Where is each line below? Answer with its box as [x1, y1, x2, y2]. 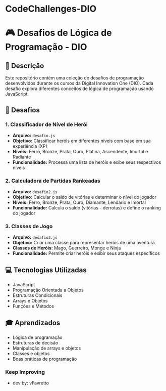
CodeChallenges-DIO [5, 3, 97, 15]
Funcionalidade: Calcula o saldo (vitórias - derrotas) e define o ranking [12, 205, 161, 211]
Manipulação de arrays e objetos [12, 345, 81, 352]
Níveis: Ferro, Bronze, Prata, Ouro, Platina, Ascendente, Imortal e [12, 148, 148, 154]
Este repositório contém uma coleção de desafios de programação [5, 75, 144, 81]
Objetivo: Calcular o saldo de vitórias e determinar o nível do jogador [12, 194, 157, 200]
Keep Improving [5, 369, 45, 376]
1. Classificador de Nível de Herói [5, 121, 88, 128]
